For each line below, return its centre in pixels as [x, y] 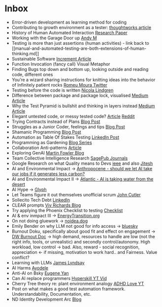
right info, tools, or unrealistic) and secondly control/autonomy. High [81, 242]
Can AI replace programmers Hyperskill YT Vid [59, 278]
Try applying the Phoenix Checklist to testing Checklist [67, 210]
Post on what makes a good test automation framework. [68, 289]
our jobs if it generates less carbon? [48, 174]
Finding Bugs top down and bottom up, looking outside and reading [80, 69]
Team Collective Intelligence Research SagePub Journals [70, 158]
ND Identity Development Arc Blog [47, 299]
